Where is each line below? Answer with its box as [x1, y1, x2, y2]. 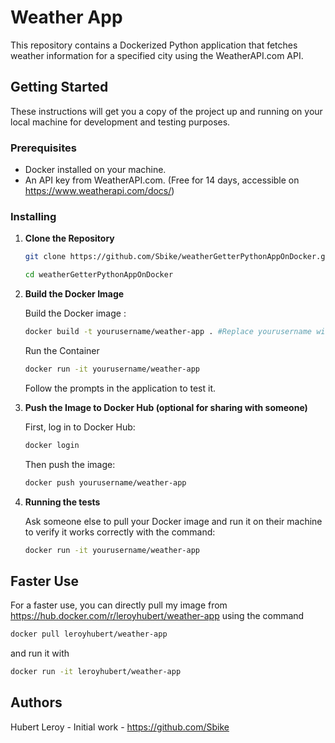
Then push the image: [24, 458, 116, 470]
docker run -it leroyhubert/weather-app [10, 667, 182, 677]
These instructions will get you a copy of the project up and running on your [10, 105, 323, 117]
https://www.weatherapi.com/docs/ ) [24, 185, 175, 197]
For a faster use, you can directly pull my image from [10, 599, 228, 611]
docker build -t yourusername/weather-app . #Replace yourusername [24, 327, 312, 337]
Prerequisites [10, 141, 77, 155]
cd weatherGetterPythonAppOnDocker [24, 270, 174, 280]
